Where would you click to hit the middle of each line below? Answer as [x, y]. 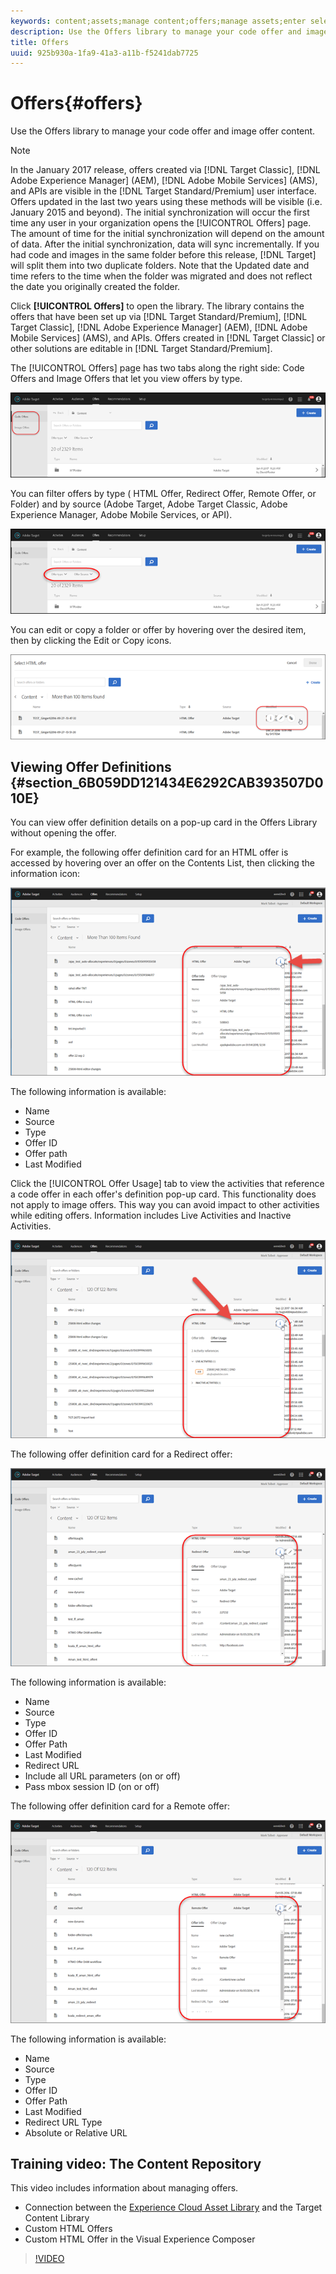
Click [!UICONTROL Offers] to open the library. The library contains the [157, 306]
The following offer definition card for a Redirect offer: [121, 1454]
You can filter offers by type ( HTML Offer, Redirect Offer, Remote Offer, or [163, 494]
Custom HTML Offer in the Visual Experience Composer [140, 2239]
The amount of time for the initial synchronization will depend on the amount [167, 234]
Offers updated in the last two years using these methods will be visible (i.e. [166, 202]
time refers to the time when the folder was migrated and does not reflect [161, 276]
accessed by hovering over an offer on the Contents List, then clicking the [162, 863]
